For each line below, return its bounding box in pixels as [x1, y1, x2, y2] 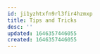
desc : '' [7, 23, 33, 30]
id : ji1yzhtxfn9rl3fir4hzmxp [7, 10, 93, 18]
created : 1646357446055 [7, 36, 77, 43]
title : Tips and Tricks [7, 17, 77, 24]
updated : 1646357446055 [7, 29, 77, 37]
